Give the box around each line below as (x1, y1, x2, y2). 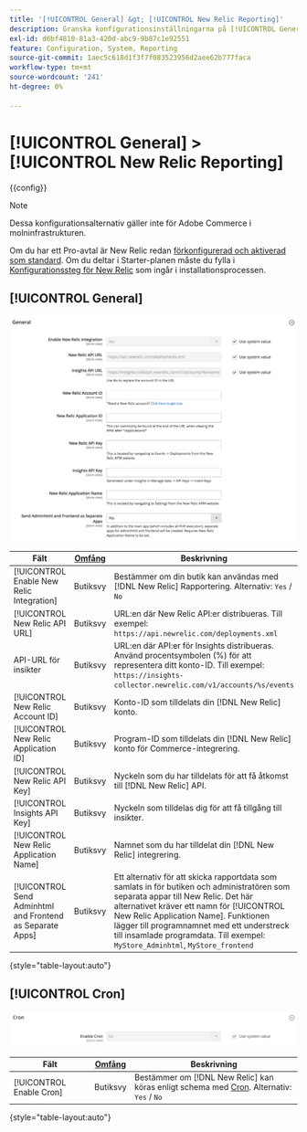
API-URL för (13, 654, 60, 666)
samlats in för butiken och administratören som (113, 882, 291, 893)
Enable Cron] (13, 1086, 63, 1097)
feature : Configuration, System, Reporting (9, 44, 178, 53)
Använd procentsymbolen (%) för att (113, 650, 252, 661)
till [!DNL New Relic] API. (113, 780, 207, 791)
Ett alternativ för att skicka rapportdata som (113, 872, 277, 883)
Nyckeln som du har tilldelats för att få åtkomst (113, 770, 290, 781)
